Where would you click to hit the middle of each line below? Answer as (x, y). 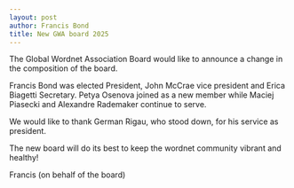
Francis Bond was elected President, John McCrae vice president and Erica (147, 86)
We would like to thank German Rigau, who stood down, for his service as (144, 121)
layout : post (33, 17)
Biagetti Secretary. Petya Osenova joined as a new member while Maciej (142, 95)
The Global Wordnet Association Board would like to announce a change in (146, 59)
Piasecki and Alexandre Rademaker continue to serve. (108, 105)
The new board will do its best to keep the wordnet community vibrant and (145, 148)
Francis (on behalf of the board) (68, 175)
